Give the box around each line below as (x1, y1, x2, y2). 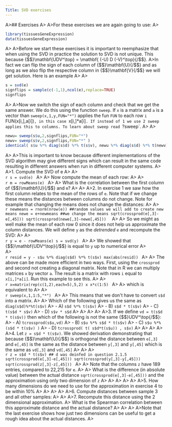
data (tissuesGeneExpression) (5, 36, 68, 42)
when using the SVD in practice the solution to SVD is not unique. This (5, 51, 154, 57)
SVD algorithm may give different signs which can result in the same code (5, 158, 161, 164)
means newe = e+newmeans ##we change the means (5, 211, 109, 216)
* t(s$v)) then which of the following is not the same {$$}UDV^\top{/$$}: (5, 314, 161, 320)
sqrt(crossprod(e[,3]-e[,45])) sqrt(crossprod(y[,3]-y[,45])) (5, 356, 141, 362)
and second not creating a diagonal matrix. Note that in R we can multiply (5, 265, 160, 271)
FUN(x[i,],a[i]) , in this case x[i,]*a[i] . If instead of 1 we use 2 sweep (5, 118, 160, 124)
